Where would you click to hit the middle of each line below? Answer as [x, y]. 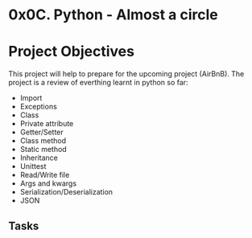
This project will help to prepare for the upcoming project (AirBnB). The [126, 74]
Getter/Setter [42, 132]
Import [31, 98]
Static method [43, 150]
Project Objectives [72, 52]
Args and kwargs [48, 183]
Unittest [33, 166]
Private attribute [47, 124]
